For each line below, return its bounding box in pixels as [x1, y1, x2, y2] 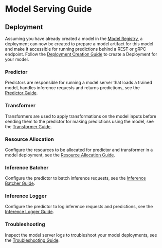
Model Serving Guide [5, 3, 92, 15]
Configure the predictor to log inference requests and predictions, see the [5, 204, 153, 210]
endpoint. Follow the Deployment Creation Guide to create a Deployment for [5, 51, 157, 57]
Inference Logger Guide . [5, 209, 54, 215]
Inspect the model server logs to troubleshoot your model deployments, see [5, 232, 157, 238]
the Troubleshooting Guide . [5, 237, 60, 243]
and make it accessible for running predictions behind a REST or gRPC [5, 46, 146, 52]
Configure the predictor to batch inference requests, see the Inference [5, 175, 146, 181]
